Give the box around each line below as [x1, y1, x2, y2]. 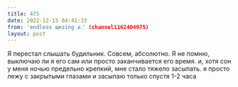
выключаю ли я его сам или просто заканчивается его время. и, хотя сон [7, 57, 232, 66]
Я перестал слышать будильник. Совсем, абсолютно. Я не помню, [7, 50, 210, 58]
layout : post [7, 30, 46, 37]
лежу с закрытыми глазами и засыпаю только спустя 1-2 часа [7, 72, 197, 81]
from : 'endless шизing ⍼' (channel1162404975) [7, 23, 149, 30]
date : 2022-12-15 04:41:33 [7, 17, 87, 24]
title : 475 [7, 10, 40, 18]
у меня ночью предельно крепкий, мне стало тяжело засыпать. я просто [7, 64, 230, 73]
